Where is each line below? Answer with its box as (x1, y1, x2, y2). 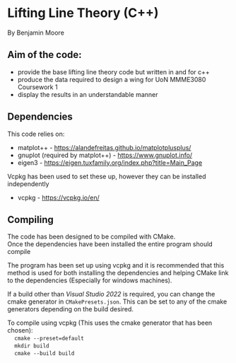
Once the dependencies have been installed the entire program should (7, 240, 213, 248)
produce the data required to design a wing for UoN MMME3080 (17, 75, 206, 83)
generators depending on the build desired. (7, 305, 134, 313)
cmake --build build (13, 350, 75, 357)
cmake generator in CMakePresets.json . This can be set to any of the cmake (7, 297, 228, 306)
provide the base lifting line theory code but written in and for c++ (17, 67, 210, 76)
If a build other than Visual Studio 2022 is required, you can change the (7, 290, 216, 299)
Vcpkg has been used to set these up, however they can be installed (7, 172, 206, 180)
